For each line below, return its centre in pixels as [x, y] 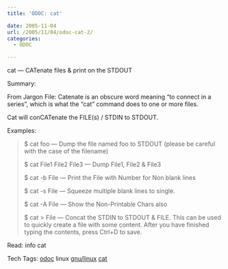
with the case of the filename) [66, 151]
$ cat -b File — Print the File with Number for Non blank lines [110, 178]
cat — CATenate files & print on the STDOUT [69, 71]
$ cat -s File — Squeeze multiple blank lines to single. [100, 191]
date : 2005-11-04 [32, 26]
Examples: [22, 131]
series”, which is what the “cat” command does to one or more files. [103, 104]
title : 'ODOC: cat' [35, 13]
